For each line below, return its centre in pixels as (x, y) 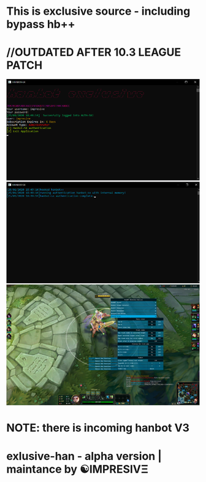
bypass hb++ (41, 24)
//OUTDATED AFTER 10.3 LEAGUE (94, 52)
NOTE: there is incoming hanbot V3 (98, 428)
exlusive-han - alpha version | (84, 456)
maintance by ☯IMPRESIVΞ (78, 469)
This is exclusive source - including (98, 11)
